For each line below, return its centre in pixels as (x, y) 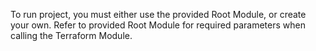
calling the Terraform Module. (71, 35)
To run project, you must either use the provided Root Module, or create (158, 14)
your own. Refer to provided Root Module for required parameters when (158, 25)
